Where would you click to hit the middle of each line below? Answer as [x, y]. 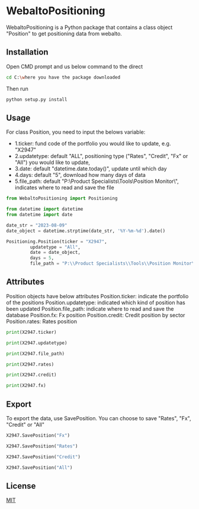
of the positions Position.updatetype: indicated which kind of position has [96, 302]
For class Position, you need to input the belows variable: [76, 132]
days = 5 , [42, 258]
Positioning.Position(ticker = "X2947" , [57, 241]
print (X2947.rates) [30, 364]
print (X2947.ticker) [32, 332]
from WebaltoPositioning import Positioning [62, 199]
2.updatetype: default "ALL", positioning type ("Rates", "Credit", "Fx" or [101, 156]
